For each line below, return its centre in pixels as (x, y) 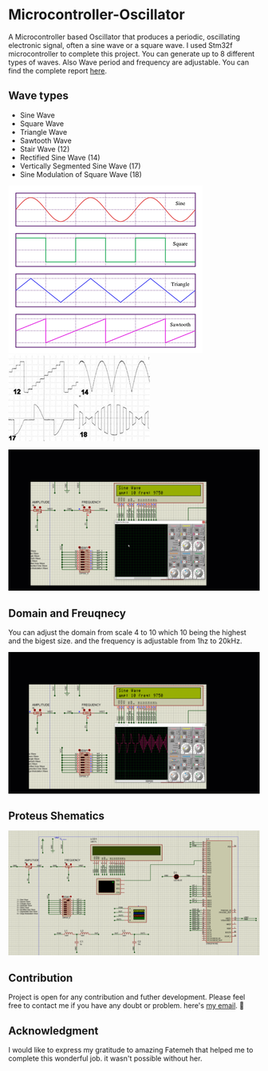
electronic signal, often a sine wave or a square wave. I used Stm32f (120, 45)
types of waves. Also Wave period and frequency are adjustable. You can (129, 62)
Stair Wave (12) (45, 148)
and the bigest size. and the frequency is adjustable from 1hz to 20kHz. (125, 641)
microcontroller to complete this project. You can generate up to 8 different (132, 53)
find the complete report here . (58, 70)
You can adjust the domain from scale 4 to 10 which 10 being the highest (128, 633)
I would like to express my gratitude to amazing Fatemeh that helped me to (131, 1050)
